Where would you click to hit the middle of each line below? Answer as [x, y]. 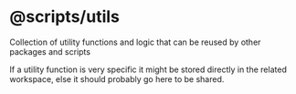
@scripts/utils [65, 17]
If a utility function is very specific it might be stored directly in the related [148, 69]
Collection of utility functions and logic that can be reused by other [135, 42]
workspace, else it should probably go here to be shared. [117, 78]
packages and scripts [50, 51]
